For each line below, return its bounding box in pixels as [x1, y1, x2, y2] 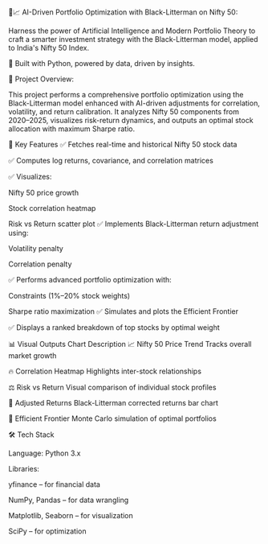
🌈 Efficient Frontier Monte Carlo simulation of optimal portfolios [8, 414, 217, 423]
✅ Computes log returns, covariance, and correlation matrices [8, 156, 214, 165]
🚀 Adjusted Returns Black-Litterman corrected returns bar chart [8, 398, 218, 407]
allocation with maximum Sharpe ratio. [8, 124, 135, 134]
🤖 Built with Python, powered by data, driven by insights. [8, 59, 195, 68]
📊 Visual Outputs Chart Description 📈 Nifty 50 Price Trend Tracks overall [8, 340, 252, 348]
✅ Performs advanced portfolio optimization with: [8, 275, 173, 284]
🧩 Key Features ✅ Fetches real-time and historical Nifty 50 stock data [8, 140, 238, 149]
